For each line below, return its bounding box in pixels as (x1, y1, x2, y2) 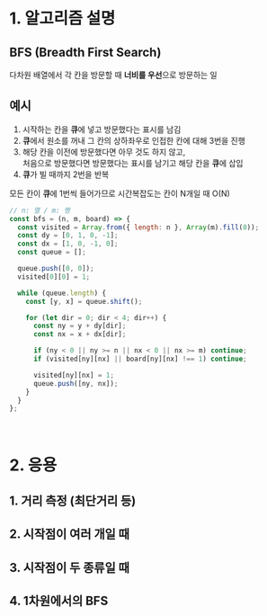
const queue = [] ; (17, 248, 87, 257)
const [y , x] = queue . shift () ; (25, 297, 143, 306)
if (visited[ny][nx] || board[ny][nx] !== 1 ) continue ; (32, 354, 247, 364)
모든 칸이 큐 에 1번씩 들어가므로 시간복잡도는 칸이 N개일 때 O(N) (9, 188, 231, 199)
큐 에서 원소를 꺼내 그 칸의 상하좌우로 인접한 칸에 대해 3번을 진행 (22, 135, 245, 146)
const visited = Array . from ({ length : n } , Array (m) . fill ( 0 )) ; (17, 222, 260, 232)
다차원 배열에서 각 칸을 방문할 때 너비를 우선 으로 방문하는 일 (9, 69, 218, 80)
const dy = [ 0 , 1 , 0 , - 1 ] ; (17, 231, 119, 240)
